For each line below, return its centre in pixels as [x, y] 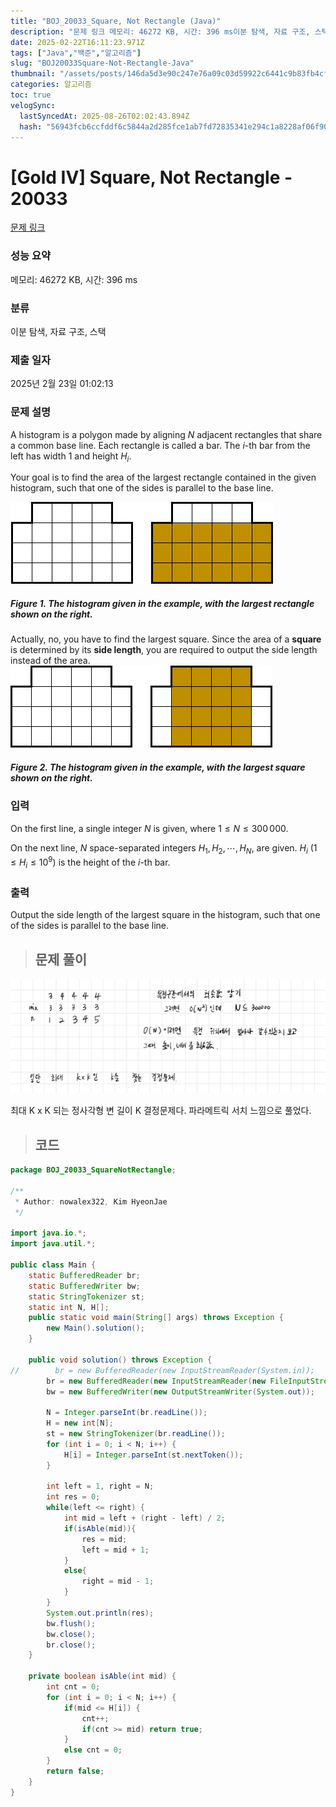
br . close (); [71, 1645]
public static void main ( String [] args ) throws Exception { [156, 1318]
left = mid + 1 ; [115, 1550]
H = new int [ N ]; [80, 1423]
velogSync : [33, 105]
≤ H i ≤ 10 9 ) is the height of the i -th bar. [90, 862]
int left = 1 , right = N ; [100, 1486]
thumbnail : [33, 74]
